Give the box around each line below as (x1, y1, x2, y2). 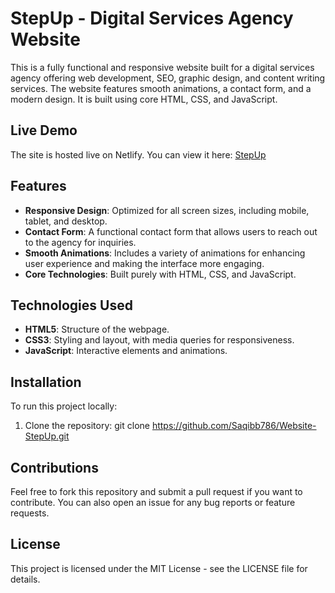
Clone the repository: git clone (24, 420, 150, 432)
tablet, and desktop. (24, 215, 108, 227)
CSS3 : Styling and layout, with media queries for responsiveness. (24, 334, 295, 346)
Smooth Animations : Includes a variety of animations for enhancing (24, 247, 306, 259)
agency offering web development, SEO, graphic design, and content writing (10, 72, 326, 84)
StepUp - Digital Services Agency (10, 7, 294, 30)
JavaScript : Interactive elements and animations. (24, 345, 228, 357)
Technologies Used (10, 297, 133, 314)
